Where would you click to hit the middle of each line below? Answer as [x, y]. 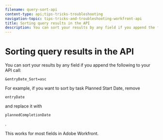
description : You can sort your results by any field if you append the [80, 28]
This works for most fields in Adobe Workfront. [52, 134]
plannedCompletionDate [28, 115]
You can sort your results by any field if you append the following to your [78, 65]
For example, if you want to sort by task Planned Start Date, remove [73, 88]
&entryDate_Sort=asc [26, 79]
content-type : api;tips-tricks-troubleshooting [54, 14]
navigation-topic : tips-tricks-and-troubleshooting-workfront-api [73, 18]
